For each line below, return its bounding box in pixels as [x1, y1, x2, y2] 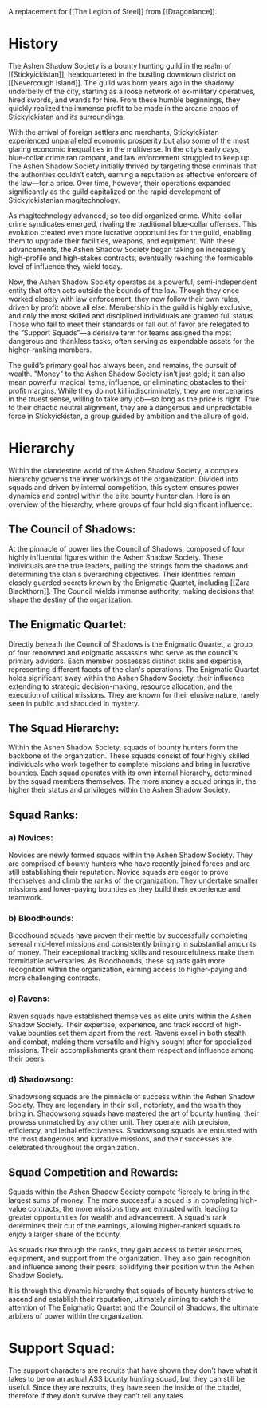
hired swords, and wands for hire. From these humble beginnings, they [8, 95, 241, 105]
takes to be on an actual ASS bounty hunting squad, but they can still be [8, 1374, 245, 1383]
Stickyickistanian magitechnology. [8, 195, 120, 204]
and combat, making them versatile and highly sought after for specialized [8, 1037, 253, 1046]
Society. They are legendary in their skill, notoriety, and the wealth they [8, 1100, 242, 1109]
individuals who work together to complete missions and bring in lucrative [8, 760, 251, 769]
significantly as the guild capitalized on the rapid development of [8, 187, 221, 196]
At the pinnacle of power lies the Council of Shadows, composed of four [8, 544, 245, 553]
